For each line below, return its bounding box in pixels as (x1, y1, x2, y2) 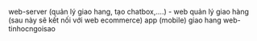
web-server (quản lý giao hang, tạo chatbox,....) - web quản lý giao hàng (8, 7, 250, 16)
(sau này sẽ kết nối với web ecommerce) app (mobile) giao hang (8, 15, 222, 25)
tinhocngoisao (8, 24, 56, 33)
